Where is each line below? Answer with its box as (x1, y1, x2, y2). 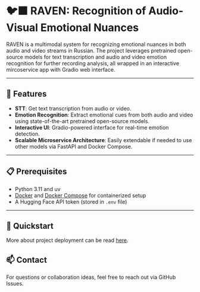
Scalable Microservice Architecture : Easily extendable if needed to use (14, 136, 192, 143)
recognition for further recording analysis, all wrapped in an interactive (6, 60, 180, 67)
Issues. (6, 280, 24, 287)
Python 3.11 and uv (14, 185, 61, 192)
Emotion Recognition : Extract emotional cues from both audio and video (14, 111, 193, 118)
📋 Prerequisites (6, 167, 67, 177)
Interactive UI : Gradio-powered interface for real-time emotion (14, 124, 169, 131)
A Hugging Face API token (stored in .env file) (14, 198, 127, 205)
